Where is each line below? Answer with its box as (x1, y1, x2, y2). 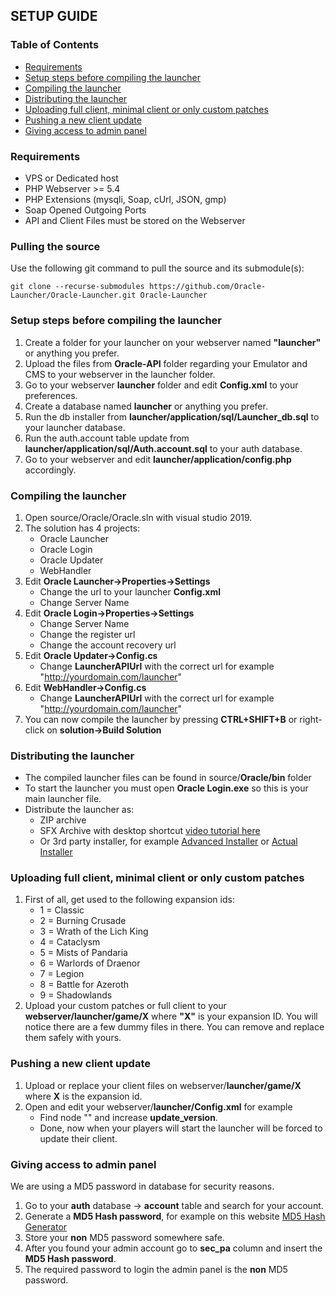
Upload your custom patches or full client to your (24, 1000, 227, 1012)
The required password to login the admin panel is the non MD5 (24, 1264, 288, 1276)
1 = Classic (39, 904, 85, 916)
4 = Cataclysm (39, 936, 101, 948)
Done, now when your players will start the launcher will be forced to (39, 1122, 323, 1134)
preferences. (24, 389, 78, 401)
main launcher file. (24, 793, 102, 805)
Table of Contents (10, 38, 100, 52)
